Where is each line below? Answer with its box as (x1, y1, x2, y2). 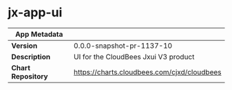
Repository (11, 72, 48, 81)
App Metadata (15, 29, 63, 39)
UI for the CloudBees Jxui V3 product (74, 52, 195, 61)
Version (11, 41, 38, 50)
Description (11, 52, 51, 61)
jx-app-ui (8, 5, 63, 20)
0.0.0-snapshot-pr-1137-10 (74, 41, 173, 50)
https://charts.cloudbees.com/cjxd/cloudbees (74, 67, 222, 76)
